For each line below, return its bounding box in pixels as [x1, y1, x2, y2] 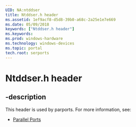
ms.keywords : [5, 31, 33, 36]
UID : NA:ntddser [5, 7, 40, 13]
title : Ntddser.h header [5, 12, 59, 17]
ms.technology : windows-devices [5, 41, 74, 46]
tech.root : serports [5, 50, 50, 55]
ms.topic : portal [5, 46, 43, 51]
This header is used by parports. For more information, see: [5, 106, 131, 113]
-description [5, 93, 46, 101]
